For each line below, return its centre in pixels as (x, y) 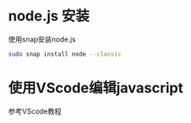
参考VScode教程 (35, 111)
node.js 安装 (49, 16)
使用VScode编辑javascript (96, 88)
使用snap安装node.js (42, 39)
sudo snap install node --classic (65, 54)
